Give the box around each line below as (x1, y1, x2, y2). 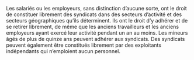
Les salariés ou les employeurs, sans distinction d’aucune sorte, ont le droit (6, 5, 187, 12)
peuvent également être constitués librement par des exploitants (6, 42, 162, 48)
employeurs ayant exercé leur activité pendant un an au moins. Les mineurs (6, 29, 188, 36)
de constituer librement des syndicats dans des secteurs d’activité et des (6, 11, 182, 18)
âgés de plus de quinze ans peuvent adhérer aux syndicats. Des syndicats (6, 36, 185, 42)
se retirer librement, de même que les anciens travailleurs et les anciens (6, 23, 179, 30)
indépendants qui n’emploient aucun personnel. (6, 48, 121, 54)
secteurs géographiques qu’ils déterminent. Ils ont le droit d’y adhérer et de (6, 17, 188, 24)
